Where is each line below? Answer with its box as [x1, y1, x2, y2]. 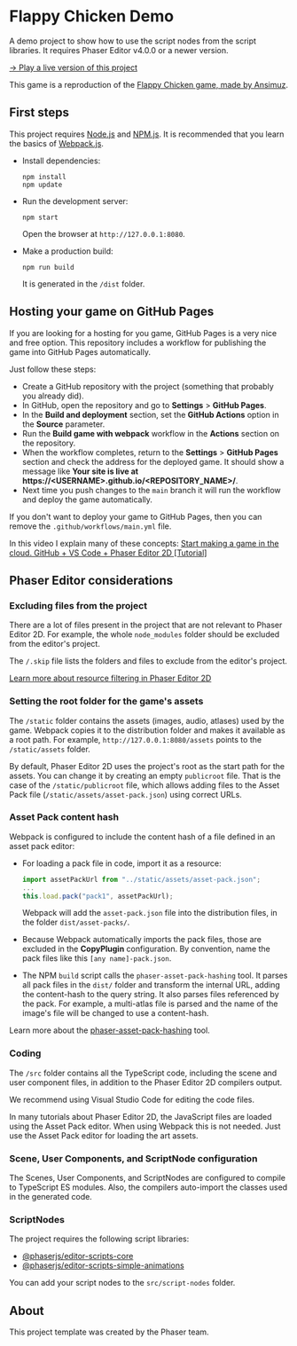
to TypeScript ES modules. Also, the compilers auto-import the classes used [9, 1182, 288, 1193]
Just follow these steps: [9, 364, 97, 374]
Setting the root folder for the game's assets [9, 695, 204, 707]
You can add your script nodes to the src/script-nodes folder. [9, 1278, 236, 1288]
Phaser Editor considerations [9, 572, 174, 587]
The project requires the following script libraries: [9, 1233, 190, 1244]
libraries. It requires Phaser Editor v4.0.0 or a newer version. [9, 44, 229, 55]
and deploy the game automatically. [21, 494, 153, 505]
